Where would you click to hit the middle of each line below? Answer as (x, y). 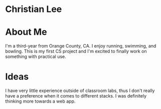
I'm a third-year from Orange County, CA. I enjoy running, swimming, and (81, 46)
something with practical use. (36, 56)
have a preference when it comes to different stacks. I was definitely (76, 96)
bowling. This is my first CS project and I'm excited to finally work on (76, 51)
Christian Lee (34, 9)
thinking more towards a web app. (40, 101)
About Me (26, 32)
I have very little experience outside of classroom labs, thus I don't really (80, 90)
